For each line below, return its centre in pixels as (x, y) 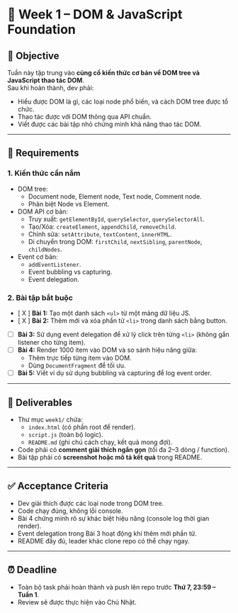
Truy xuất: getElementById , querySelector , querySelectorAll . (117, 219)
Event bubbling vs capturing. (70, 272)
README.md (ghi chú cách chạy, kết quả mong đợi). (100, 442)
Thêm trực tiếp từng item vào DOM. (80, 358)
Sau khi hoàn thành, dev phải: (51, 88)
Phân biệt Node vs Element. (69, 204)
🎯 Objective (33, 56)
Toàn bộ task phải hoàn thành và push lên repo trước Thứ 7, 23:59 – (117, 587)
